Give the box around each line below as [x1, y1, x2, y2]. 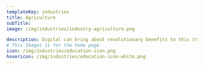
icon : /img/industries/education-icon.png [6, 48, 116, 54]
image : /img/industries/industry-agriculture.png [6, 25, 135, 32]
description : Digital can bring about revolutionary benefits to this [6, 37, 190, 43]
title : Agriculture [6, 15, 56, 21]
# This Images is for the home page [6, 42, 99, 48]
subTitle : [6, 20, 32, 26]
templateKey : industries [6, 8, 70, 15]
